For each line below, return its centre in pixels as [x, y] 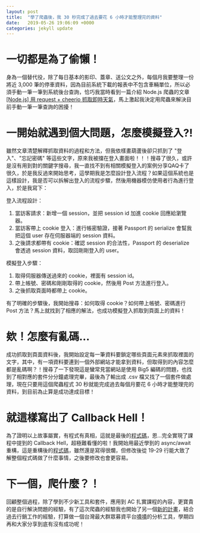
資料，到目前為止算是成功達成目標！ [51, 392]
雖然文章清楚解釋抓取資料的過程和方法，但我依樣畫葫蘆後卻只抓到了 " [92, 151]
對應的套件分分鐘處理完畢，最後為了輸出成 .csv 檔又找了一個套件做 [104, 377]
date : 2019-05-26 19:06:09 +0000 [50, 23]
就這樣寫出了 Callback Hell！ [77, 418]
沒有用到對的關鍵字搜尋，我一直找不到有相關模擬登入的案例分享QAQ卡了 [100, 166]
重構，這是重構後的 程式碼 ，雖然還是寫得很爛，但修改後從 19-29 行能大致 [96, 450]
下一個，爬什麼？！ [53, 484]
